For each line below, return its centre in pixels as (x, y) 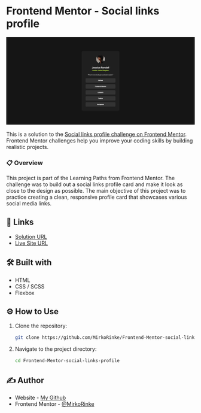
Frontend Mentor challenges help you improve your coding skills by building (100, 140)
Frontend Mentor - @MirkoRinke (54, 404)
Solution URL (31, 236)
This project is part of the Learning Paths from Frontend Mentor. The (91, 178)
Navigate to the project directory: (56, 349)
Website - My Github (40, 398)
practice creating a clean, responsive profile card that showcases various (97, 197)
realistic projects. (28, 147)
